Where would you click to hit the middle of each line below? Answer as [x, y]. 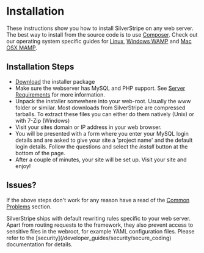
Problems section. [29, 207]
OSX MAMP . [22, 48]
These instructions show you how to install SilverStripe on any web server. [100, 28]
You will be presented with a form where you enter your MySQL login [102, 133]
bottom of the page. [40, 153]
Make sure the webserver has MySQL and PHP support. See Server [100, 88]
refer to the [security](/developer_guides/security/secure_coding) [89, 238]
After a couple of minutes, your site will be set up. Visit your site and [101, 159]
